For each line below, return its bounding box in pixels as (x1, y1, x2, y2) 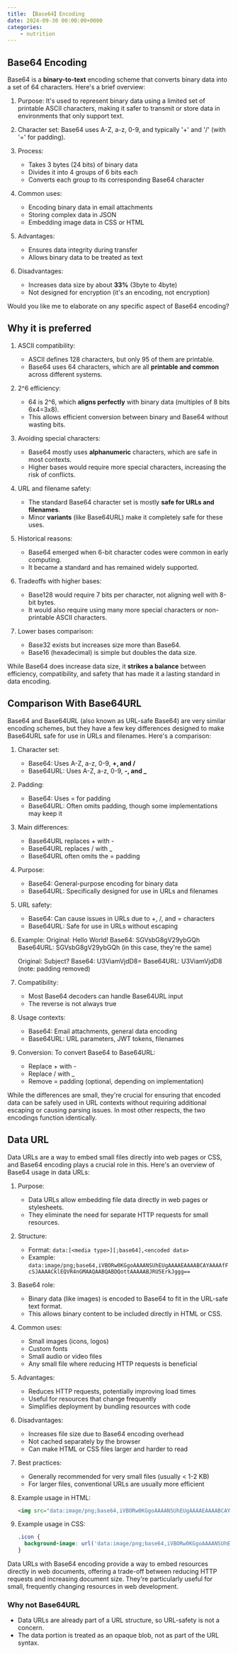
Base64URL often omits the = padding (28, 851, 140, 860)
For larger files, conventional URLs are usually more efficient (28, 1479, 205, 1488)
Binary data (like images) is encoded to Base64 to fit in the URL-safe (28, 1294, 228, 1303)
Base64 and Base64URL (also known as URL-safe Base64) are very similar (7, 716, 227, 724)
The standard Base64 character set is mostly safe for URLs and (28, 497, 215, 506)
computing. (28, 555, 62, 564)
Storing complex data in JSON (28, 211, 117, 219)
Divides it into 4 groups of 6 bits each (28, 168, 138, 177)
